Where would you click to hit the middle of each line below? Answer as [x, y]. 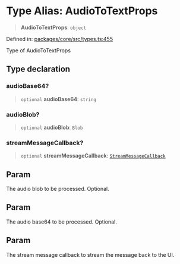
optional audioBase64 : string [59, 99]
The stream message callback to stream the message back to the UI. [90, 254]
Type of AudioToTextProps [39, 50]
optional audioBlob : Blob [52, 127]
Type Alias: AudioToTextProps [82, 11]
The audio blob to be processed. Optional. [58, 189]
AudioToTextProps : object [53, 27]
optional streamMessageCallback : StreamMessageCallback [93, 156]
